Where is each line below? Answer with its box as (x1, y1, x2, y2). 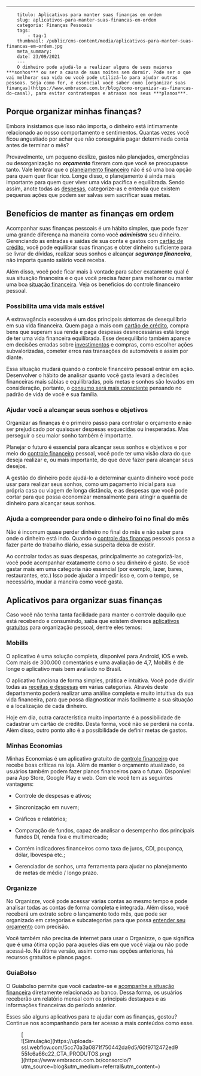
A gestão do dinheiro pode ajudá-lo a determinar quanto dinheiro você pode (6, 474, 194, 482)
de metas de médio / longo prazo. (14, 869, 99, 876)
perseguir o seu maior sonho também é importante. (6, 432, 133, 439)
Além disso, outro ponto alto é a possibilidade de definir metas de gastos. (6, 727, 188, 734)
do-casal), (6, 90, 33, 96)
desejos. (6, 463, 28, 470)
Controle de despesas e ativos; (14, 792, 92, 799)
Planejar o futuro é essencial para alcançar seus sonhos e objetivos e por (6, 443, 187, 451)
